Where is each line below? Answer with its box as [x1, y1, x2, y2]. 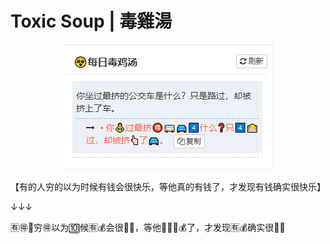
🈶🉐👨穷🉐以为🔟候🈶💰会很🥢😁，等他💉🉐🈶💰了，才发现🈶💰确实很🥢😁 [10, 221, 286, 233]
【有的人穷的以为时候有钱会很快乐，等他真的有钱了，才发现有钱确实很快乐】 [10, 180, 326, 192]
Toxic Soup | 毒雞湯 [10, 10, 173, 33]
